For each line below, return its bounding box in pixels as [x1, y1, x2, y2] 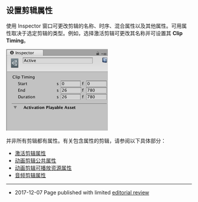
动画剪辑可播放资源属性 [14, 164, 72, 171]
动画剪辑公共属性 [14, 157, 57, 164]
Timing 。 [6, 37, 29, 44]
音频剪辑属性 [14, 171, 46, 179]
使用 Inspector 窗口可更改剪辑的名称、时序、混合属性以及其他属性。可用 [6, 22, 182, 29]
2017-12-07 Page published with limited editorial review [14, 188, 150, 196]
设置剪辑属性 [6, 5, 53, 16]
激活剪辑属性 [14, 149, 46, 157]
